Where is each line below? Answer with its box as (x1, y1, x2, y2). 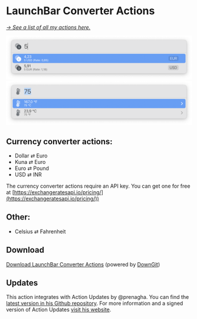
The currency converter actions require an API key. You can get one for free (6, 182, 191, 189)
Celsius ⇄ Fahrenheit (14, 228, 66, 235)
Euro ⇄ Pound (14, 165, 49, 172)
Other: (6, 212, 31, 223)
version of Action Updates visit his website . (6, 306, 111, 313)
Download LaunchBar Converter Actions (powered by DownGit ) (6, 260, 160, 268)
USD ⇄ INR (14, 170, 42, 178)
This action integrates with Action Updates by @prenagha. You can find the (6, 294, 189, 301)
